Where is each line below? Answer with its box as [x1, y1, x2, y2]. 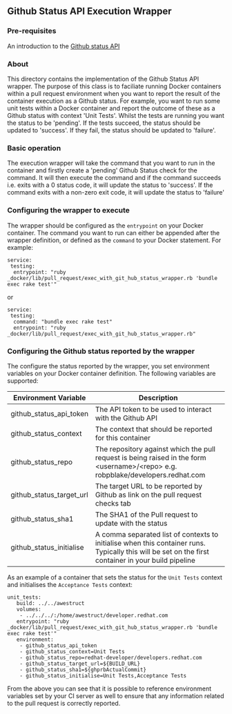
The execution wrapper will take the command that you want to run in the [7, 159, 215, 168]
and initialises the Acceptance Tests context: [7, 580, 133, 588]
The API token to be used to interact [95, 404, 212, 414]
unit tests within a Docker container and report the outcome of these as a [7, 103, 215, 112]
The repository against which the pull [95, 444, 216, 454]
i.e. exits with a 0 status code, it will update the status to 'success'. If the [7, 181, 213, 189]
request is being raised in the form [95, 453, 206, 462]
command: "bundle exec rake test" [13, 318, 113, 325]
